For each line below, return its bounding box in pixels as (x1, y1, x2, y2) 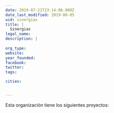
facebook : (5, 60, 27, 65)
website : (5, 50, 24, 55)
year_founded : (5, 55, 36, 61)
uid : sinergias (5, 17, 38, 22)
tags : (5, 70, 17, 75)
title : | (5, 22, 24, 27)
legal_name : (5, 31, 31, 36)
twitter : (5, 65, 24, 70)
